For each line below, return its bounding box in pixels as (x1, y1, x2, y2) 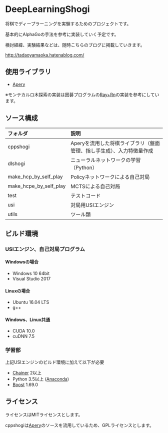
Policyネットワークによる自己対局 (70, 173, 150, 180)
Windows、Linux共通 (5, 316, 50, 322)
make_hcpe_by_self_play (7, 182, 66, 189)
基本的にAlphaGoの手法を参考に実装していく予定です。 (5, 31, 119, 37)
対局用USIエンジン (70, 201, 114, 208)
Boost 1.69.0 (12, 381, 38, 387)
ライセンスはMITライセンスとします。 (5, 411, 83, 417)
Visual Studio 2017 (12, 276, 51, 282)
